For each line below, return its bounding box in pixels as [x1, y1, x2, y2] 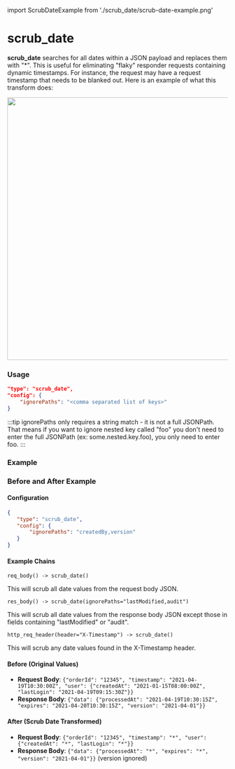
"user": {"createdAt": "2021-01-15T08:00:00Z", [64, 683, 206, 690]
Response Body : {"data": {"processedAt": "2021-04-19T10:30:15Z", [17, 695, 218, 703]
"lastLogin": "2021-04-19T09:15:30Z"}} [17, 689, 134, 696]
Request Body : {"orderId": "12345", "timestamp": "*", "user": [17, 733, 207, 741]
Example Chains [7, 557, 56, 565]
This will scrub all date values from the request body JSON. [7, 585, 178, 593]
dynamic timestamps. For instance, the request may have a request [7, 68, 201, 76]
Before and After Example [7, 476, 97, 486]
